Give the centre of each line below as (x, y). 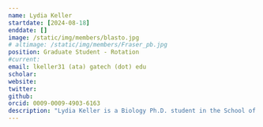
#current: (24, 60)
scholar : (23, 74)
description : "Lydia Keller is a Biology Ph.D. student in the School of (132, 111)
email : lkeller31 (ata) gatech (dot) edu (77, 67)
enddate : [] (28, 30)
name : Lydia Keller (40, 15)
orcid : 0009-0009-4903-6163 (54, 103)
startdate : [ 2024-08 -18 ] (49, 23)
